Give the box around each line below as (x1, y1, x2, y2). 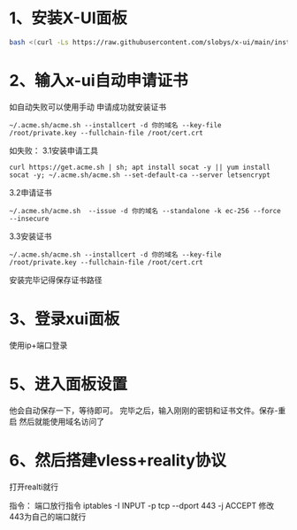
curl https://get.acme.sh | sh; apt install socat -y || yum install (9, 163, 271, 172)
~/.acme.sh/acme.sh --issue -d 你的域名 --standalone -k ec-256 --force (9, 206, 281, 215)
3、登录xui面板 (9, 309, 120, 328)
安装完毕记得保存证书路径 (9, 274, 103, 285)
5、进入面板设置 (9, 373, 128, 394)
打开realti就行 (9, 481, 59, 492)
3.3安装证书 (9, 231, 52, 242)
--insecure (9, 214, 49, 223)
